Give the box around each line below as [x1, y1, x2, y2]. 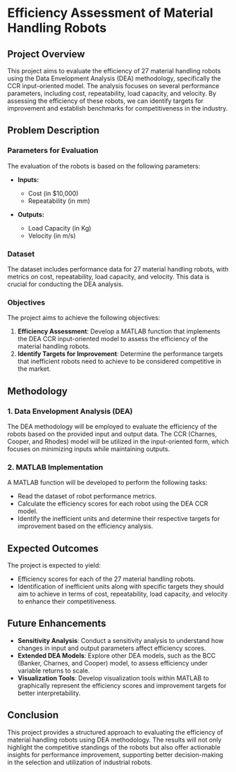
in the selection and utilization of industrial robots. [7, 758, 153, 766]
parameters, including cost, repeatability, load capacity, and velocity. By [7, 90, 217, 97]
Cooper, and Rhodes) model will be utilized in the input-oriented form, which [7, 437, 229, 446]
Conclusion [7, 709, 59, 721]
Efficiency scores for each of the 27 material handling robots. [17, 575, 196, 583]
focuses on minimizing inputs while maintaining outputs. [7, 444, 170, 453]
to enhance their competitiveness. [17, 597, 117, 606]
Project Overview [7, 48, 85, 60]
